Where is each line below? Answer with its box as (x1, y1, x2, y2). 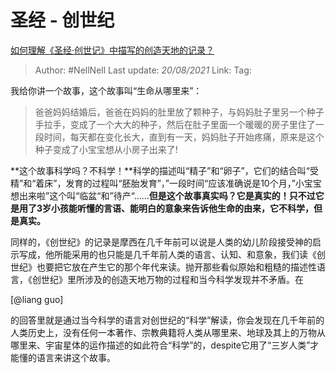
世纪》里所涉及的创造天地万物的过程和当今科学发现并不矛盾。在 (40, 273, 304, 285)
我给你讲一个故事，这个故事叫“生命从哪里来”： (10, 84, 203, 96)
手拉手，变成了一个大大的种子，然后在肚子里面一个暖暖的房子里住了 (34, 118, 316, 130)
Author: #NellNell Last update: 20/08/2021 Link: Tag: (34, 64, 252, 76)
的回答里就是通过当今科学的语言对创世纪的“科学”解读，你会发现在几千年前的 (10, 314, 325, 326)
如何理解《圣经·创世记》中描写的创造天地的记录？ (10, 44, 215, 56)
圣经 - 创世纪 (10, 9, 115, 32)
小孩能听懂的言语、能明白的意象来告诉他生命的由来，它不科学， (51, 202, 315, 214)
